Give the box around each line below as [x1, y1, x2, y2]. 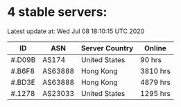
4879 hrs [139, 77, 171, 87]
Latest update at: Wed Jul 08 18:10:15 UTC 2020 [7, 27, 145, 35]
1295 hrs [139, 88, 171, 98]
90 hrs [139, 55, 162, 64]
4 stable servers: [7, 4, 107, 20]
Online [144, 43, 166, 52]
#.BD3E [10, 77, 36, 87]
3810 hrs [139, 66, 171, 76]
